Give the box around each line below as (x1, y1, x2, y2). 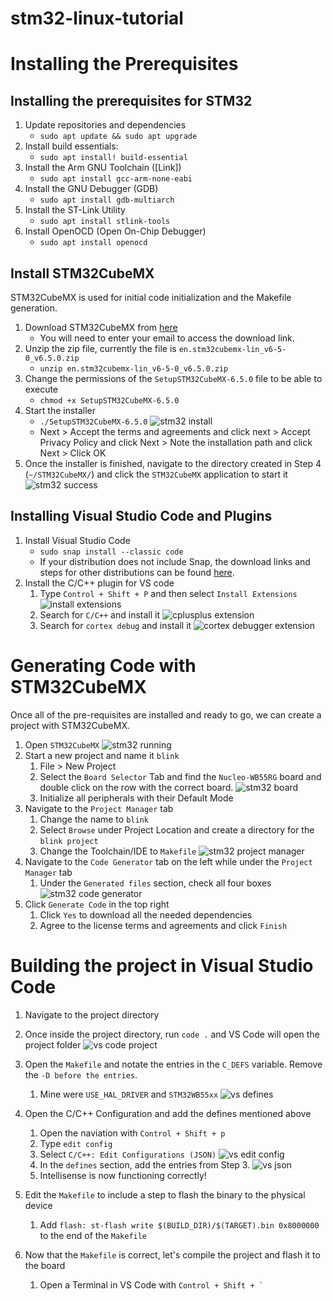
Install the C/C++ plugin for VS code (24, 577, 175, 589)
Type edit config (39, 1137, 113, 1149)
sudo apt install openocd (39, 238, 148, 248)
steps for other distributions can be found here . (39, 566, 235, 578)
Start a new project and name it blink (24, 749, 180, 761)
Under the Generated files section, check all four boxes (39, 877, 272, 889)
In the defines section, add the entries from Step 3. (39, 1158, 251, 1171)
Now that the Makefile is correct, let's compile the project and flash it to (24, 1248, 321, 1261)
